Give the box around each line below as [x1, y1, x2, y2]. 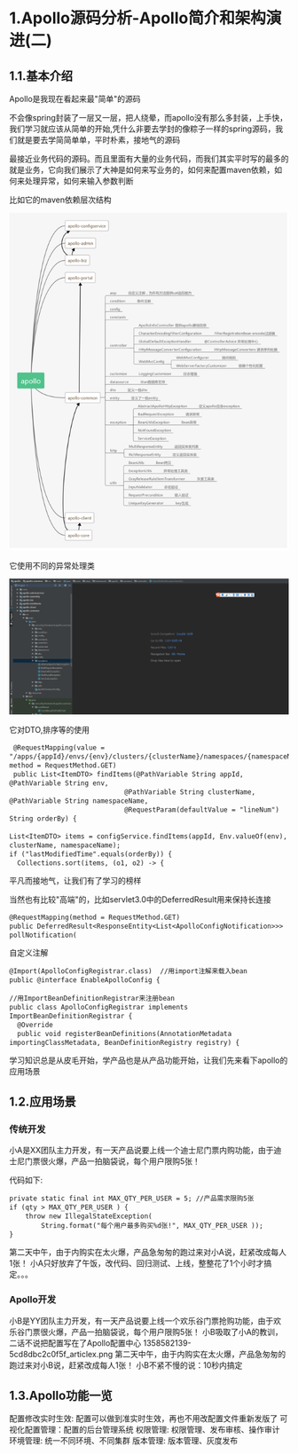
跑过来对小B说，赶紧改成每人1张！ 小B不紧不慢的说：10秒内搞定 [9, 1359, 243, 1371]
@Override [17, 1020, 53, 1029]
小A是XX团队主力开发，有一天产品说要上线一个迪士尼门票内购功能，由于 [9, 1145, 274, 1156]
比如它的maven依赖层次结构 [9, 194, 112, 205]
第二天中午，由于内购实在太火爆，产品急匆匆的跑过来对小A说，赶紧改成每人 [9, 1247, 286, 1258]
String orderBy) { [9, 813, 77, 823]
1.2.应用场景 [9, 1095, 77, 1110]
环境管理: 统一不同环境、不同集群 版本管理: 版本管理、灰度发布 [9, 1435, 238, 1446]
